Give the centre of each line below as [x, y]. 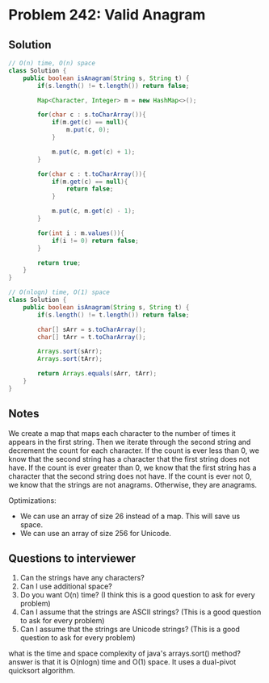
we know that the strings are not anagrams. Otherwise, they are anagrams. [132, 484]
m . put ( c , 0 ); [88, 130]
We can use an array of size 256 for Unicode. [96, 533]
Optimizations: [32, 500]
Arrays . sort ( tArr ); [70, 359]
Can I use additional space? [66, 586]
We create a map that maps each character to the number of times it [122, 433]
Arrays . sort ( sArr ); [70, 352]
